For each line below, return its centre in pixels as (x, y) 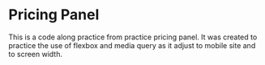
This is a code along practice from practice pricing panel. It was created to (133, 37)
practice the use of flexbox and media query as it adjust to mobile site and (132, 45)
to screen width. (36, 54)
